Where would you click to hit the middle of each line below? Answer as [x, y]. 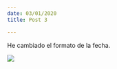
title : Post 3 [28, 20]
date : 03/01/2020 [32, 13]
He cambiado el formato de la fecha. [59, 45]
